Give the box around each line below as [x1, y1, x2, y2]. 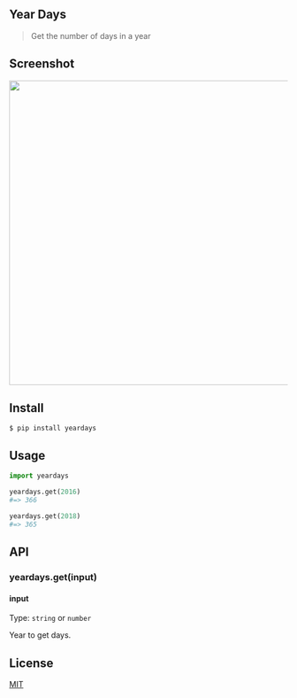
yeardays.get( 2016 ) [9, 487, 81, 497]
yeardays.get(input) [9, 570, 97, 583]
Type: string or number [9, 613, 92, 624]
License [9, 655, 54, 671]
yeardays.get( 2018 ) [9, 511, 81, 521]
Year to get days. [9, 630, 72, 640]
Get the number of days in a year [30, 30, 151, 41]
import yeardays [9, 471, 69, 481]
